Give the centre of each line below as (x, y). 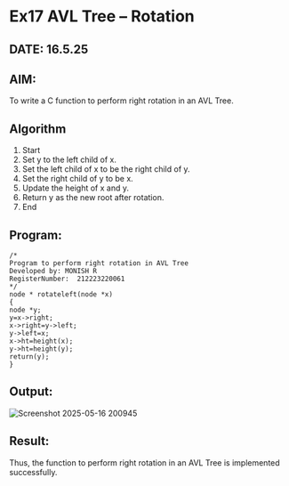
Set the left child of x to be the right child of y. (106, 169)
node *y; (25, 310)
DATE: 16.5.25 (49, 49)
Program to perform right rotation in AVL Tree (99, 263)
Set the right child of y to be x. (77, 179)
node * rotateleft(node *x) (61, 295)
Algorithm (38, 129)
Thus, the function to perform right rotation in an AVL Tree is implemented (144, 462)
